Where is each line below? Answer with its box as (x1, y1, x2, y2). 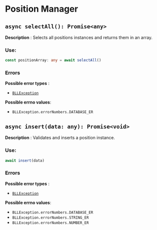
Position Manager (5, 3, 78, 15)
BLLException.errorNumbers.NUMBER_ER (12, 220, 89, 225)
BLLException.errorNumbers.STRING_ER (12, 215, 89, 220)
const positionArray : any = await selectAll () (5, 58, 101, 63)
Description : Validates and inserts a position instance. (5, 135, 116, 141)
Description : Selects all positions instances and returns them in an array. (5, 35, 153, 40)
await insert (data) (5, 158, 45, 163)
